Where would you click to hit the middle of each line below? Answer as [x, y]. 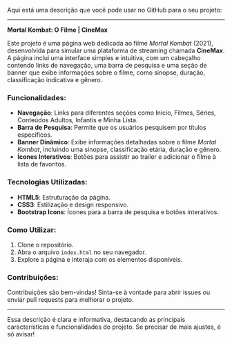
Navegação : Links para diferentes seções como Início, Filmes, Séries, [116, 113]
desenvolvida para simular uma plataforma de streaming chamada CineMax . [116, 50]
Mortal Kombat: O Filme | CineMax [58, 30]
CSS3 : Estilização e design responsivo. [73, 204]
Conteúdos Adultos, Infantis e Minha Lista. [77, 120]
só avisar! [21, 334]
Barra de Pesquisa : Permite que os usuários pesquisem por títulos [112, 128]
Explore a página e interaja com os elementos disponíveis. [100, 259]
